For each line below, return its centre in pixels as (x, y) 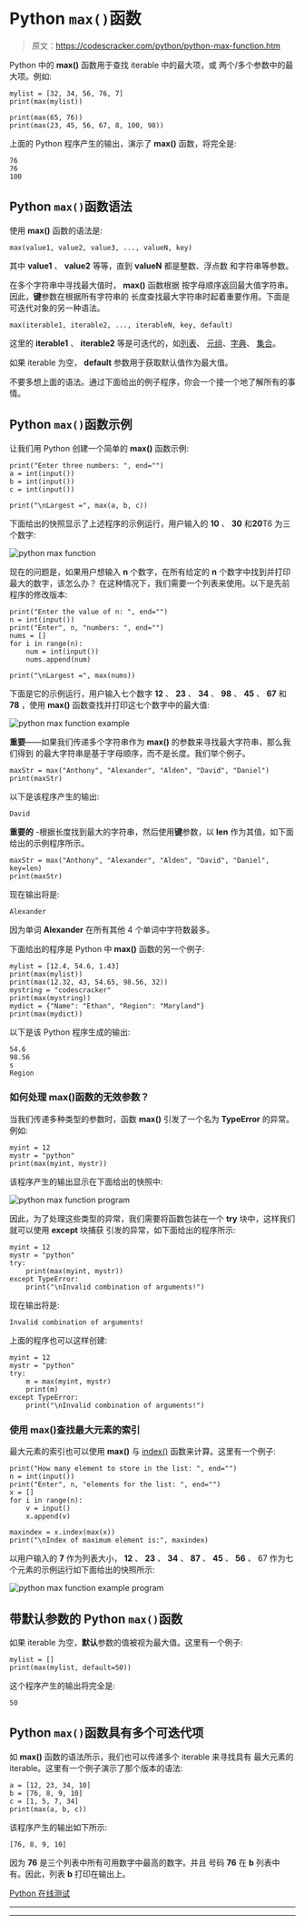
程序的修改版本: (39, 594)
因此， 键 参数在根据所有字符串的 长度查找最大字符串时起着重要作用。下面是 (150, 296)
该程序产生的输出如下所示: (59, 1827)
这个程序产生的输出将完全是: (63, 1686)
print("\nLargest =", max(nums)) (73, 675)
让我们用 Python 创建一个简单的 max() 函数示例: (99, 448)
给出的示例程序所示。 (49, 843)
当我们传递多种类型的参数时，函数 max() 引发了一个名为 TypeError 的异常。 (152, 1119)
